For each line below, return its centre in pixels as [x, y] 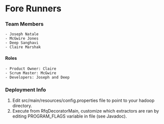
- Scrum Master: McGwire [31, 73]
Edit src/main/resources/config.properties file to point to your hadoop [83, 100]
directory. [22, 105]
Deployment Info [26, 89]
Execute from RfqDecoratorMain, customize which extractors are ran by [86, 111]
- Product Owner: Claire [31, 69]
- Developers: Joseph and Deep [37, 77]
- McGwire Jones [22, 39]
